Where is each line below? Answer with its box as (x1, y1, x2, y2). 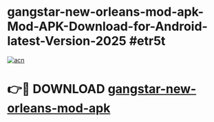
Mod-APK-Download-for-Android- (7, 19, 208, 34)
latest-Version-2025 (7, 34, 127, 49)
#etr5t (129, 34, 166, 49)
